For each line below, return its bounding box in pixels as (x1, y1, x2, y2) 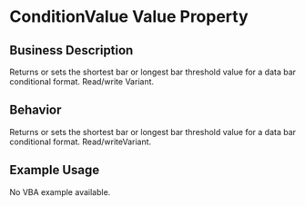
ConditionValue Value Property (9, 6, 249, 27)
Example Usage (9, 162, 100, 178)
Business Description (9, 43, 134, 58)
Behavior (9, 103, 62, 118)
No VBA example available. (9, 186, 111, 197)
